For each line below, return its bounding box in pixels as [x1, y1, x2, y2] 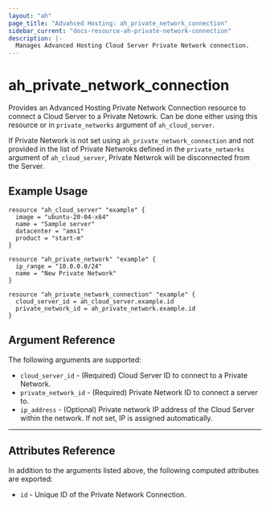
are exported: [8, 474, 54, 484]
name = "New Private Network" [15, 269, 117, 278]
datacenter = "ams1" [15, 227, 84, 235]
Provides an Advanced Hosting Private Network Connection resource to [8, 103, 247, 113]
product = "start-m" [15, 234, 84, 242]
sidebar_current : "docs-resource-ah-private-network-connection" [8, 27, 231, 35]
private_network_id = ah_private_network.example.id [15, 304, 196, 312]
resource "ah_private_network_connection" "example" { [8, 291, 196, 299]
